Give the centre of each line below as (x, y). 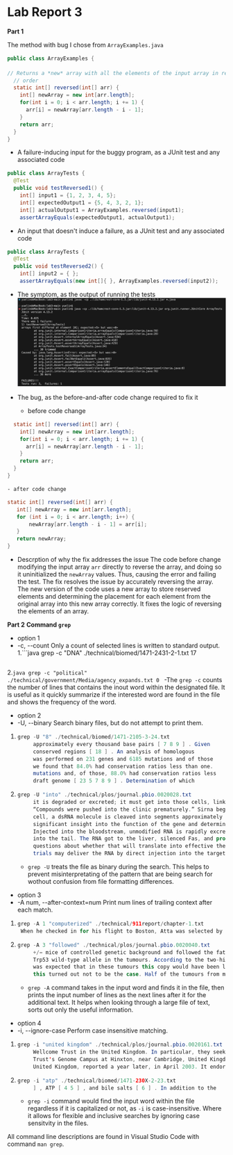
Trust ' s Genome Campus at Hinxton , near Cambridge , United (120, 1059)
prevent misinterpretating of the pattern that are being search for (120, 874)
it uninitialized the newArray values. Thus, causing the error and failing (116, 574)
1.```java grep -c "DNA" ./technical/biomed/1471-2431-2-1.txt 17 (107, 653)
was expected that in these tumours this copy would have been (126, 967)
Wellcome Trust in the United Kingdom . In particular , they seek (129, 1052)
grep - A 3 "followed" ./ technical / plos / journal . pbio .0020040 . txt (113, 945)
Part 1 (16, 31)
